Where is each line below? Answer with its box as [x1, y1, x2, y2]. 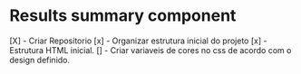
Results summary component [9, 5, 237, 26]
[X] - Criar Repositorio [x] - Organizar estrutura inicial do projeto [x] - [9, 35, 267, 46]
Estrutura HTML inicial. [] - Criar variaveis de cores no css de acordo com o [9, 44, 292, 55]
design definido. [9, 54, 71, 65]
